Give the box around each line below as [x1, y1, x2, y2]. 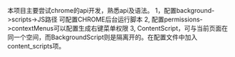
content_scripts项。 [7, 42, 66, 50]
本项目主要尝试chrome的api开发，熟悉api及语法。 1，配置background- [7, 6, 215, 14]
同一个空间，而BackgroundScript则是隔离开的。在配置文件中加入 [7, 33, 198, 41]
